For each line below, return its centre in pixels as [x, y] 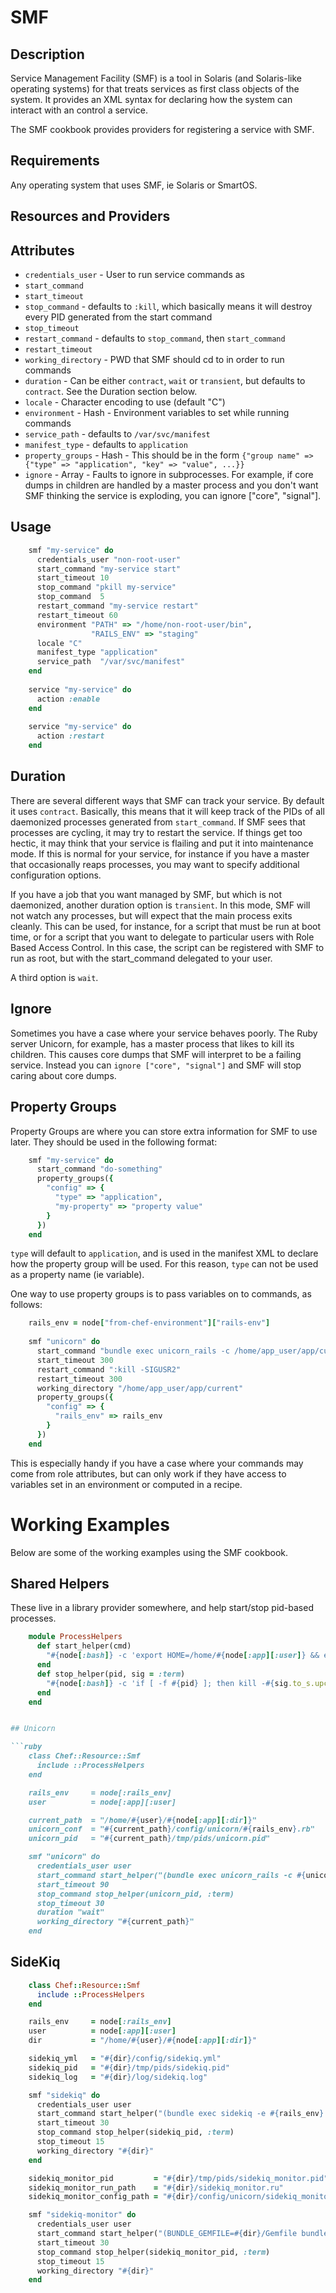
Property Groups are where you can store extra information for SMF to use [164, 1131]
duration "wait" [70, 1912]
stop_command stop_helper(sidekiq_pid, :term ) [135, 2132]
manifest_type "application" [97, 652]
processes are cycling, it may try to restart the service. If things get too [156, 832]
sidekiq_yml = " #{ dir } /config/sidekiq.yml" [125, 2059]
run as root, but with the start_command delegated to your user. [141, 958]
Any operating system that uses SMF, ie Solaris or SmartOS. [134, 185]
